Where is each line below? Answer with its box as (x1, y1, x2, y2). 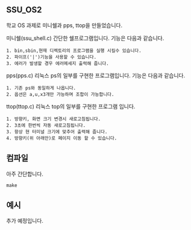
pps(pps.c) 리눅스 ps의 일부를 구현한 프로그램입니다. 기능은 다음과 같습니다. (6, 72, 186, 79)
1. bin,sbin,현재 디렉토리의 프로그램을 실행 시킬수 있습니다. (6, 48, 142, 54)
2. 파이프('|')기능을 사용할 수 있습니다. (6, 54, 97, 60)
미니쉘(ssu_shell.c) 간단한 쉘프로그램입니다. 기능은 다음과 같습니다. (6, 34, 164, 42)
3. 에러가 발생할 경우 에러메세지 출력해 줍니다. (6, 60, 110, 66)
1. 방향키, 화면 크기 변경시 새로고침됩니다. (6, 116, 101, 122)
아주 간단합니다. (6, 170, 44, 177)
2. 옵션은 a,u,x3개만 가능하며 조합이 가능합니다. (6, 91, 114, 97)
